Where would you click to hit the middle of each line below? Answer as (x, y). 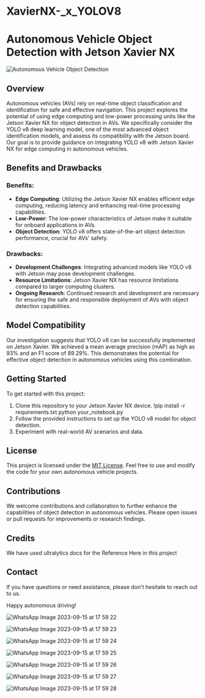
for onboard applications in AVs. (55, 225)
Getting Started (36, 379)
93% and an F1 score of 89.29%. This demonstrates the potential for (93, 353)
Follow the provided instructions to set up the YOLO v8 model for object (106, 418)
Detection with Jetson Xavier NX (91, 52)
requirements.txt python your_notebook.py (69, 412)
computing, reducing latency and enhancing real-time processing (98, 205)
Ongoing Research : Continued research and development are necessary (107, 293)
